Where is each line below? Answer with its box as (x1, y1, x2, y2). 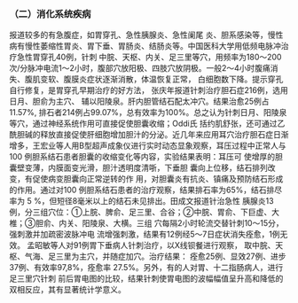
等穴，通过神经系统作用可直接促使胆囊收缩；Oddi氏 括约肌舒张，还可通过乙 (9, 118, 286, 129)
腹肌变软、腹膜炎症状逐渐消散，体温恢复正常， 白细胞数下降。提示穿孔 (24, 74, 284, 85)
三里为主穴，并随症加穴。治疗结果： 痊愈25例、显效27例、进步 (55, 251, 286, 262)
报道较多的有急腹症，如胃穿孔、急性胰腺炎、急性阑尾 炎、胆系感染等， (9, 29, 268, 41)
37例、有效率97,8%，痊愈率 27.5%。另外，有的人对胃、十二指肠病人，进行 (9, 262, 284, 273)
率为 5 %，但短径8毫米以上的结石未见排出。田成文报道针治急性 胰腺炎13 (9, 196, 274, 206)
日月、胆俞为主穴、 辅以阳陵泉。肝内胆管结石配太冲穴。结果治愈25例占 (9, 96, 270, 107)
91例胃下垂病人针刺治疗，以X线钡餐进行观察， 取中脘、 (73, 240, 276, 251)
